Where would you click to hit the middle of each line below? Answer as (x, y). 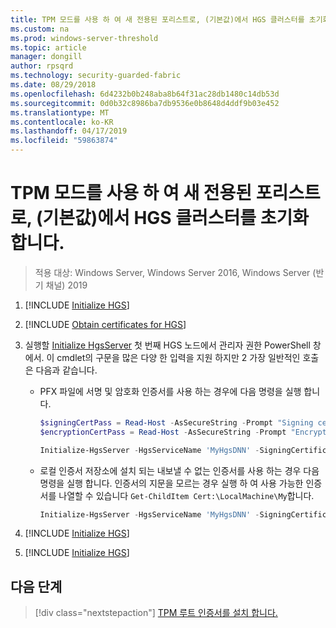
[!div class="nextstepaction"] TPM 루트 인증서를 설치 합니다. (156, 613)
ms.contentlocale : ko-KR (62, 122)
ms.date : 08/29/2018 (53, 85)
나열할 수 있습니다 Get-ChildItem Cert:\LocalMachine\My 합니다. (186, 495)
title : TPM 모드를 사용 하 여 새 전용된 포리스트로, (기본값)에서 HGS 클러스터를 (157, 19)
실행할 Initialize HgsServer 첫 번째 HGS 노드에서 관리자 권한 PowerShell (167, 345)
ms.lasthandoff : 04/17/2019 (69, 131)
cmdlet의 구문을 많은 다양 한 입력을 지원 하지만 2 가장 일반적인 (178, 357)
